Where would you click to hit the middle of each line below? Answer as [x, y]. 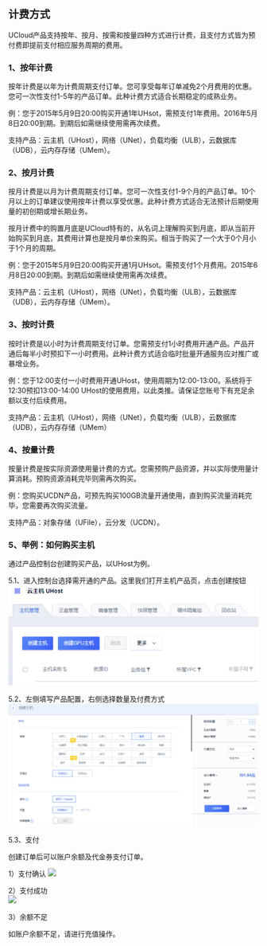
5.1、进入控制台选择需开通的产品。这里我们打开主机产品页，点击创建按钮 [127, 580]
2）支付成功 [28, 891]
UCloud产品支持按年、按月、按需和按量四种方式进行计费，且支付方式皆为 [128, 35]
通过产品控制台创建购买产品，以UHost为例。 [81, 564]
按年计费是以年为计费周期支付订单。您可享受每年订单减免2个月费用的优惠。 [132, 87]
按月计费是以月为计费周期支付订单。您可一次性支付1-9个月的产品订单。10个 [132, 192]
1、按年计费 [31, 68]
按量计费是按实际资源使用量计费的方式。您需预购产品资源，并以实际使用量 [130, 469]
